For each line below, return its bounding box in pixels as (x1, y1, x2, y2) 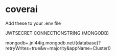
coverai (5, 4, 38, 15)
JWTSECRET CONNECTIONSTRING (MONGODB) (5, 30, 109, 36)
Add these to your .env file (5, 20, 61, 26)
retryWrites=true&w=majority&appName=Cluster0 (5, 45, 111, 51)
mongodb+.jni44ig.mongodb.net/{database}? (5, 39, 101, 46)
